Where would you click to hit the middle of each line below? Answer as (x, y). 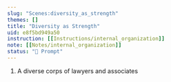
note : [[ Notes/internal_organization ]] (64, 45)
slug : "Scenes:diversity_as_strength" (63, 13)
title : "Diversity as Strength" (53, 26)
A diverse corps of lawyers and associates (78, 71)
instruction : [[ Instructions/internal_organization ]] (86, 39)
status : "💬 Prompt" (35, 52)
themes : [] (23, 20)
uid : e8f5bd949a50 (33, 32)
